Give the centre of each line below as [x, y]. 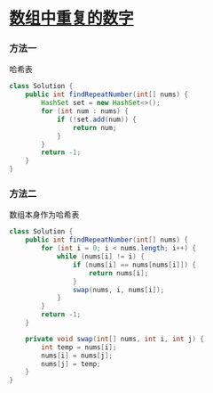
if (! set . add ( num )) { [97, 119]
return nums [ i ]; [118, 273]
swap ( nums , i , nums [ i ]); [118, 290]
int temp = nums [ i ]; [79, 347]
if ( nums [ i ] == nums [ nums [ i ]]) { [134, 265]
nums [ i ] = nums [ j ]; [77, 356]
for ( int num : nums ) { [85, 111]
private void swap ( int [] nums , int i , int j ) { [114, 339]
